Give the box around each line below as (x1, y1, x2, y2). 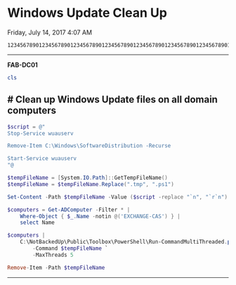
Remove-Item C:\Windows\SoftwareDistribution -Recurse (7, 142, 171, 150)
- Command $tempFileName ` (32, 245, 109, 252)
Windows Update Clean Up (7, 5, 167, 21)
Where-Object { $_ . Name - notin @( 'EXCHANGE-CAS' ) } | (20, 213, 181, 220)
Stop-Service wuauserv (7, 130, 74, 137)
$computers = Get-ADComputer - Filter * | (7, 206, 131, 213)
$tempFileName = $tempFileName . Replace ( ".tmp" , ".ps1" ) (7, 180, 174, 187)
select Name (20, 219, 55, 226)
